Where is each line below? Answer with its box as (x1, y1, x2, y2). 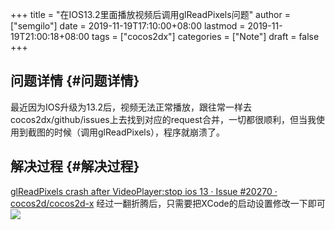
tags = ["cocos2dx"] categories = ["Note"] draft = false (91, 31, 320, 42)
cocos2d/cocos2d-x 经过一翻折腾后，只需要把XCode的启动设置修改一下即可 (10, 197, 326, 209)
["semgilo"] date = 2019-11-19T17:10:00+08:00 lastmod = (10, 20, 246, 32)
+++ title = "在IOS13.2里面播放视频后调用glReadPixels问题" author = (10, 9, 291, 20)
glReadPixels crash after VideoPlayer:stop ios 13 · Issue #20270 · (10, 185, 278, 197)
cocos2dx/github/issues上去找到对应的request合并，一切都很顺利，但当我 (10, 113, 317, 125)
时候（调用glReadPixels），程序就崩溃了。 (53, 126, 226, 138)
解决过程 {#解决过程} (10, 158, 140, 175)
